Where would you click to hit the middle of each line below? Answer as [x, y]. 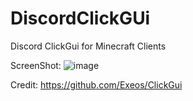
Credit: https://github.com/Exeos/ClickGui [96, 84]
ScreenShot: [36, 65]
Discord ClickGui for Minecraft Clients [88, 46]
